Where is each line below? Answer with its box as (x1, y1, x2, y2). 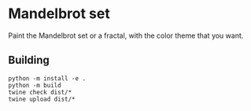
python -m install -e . (8, 74, 87, 83)
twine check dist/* (8, 88, 72, 96)
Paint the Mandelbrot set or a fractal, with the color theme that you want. (8, 31, 244, 40)
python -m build (8, 81, 61, 89)
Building (8, 54, 50, 67)
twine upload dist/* (8, 95, 76, 103)
